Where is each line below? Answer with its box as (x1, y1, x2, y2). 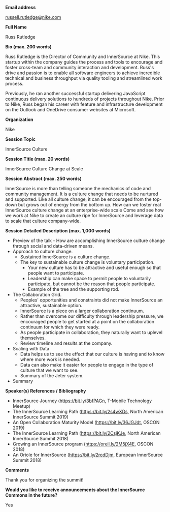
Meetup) (12, 403, 31, 409)
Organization (5, 116, 33, 123)
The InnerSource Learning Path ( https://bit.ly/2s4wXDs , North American (12, 409, 163, 414)
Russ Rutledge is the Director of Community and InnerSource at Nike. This (5, 53, 160, 59)
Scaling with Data (12, 346, 50, 351)
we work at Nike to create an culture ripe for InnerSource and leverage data (5, 213, 163, 218)
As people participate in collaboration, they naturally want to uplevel (20, 329, 163, 335)
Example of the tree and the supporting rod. (27, 286, 120, 292)
